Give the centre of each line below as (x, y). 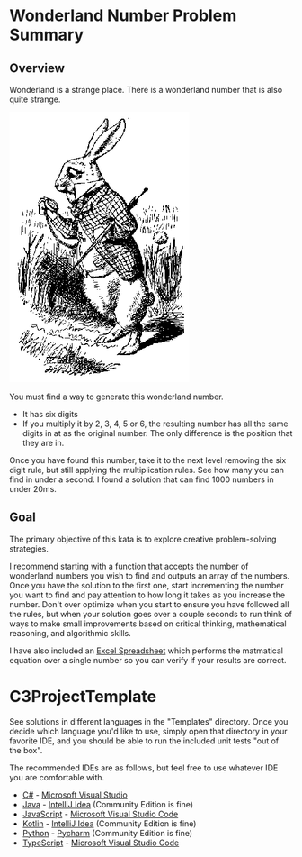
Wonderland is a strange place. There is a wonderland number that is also (146, 90)
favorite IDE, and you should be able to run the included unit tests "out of (144, 741)
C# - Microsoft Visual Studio (75, 795)
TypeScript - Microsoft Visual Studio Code (101, 843)
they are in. (43, 443)
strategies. (29, 548)
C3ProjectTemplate (83, 697)
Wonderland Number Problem (123, 16)
